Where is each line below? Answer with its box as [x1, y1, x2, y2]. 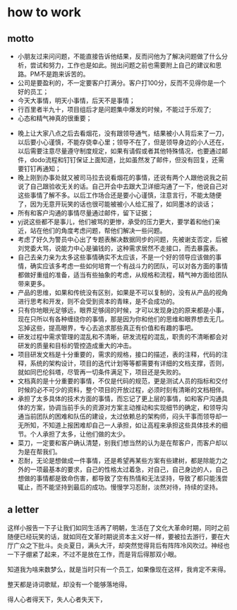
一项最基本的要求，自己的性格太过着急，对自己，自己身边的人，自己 [30, 465, 228, 473]
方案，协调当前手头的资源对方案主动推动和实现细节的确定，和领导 [30, 403, 222, 411]
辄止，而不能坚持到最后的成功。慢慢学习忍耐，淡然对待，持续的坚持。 [17, 483, 222, 491]
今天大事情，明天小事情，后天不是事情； [17, 96, 135, 105]
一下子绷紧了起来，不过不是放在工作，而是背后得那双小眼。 [7, 550, 181, 558]
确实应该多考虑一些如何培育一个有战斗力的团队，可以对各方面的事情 [30, 262, 228, 270]
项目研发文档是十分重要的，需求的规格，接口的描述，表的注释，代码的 [17, 350, 222, 358]
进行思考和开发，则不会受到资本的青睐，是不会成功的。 [17, 297, 178, 305]
